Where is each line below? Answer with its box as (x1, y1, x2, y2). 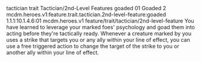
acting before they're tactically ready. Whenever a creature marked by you (6, 30, 192, 37)
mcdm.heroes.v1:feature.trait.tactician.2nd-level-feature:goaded (6, 11, 166, 18)
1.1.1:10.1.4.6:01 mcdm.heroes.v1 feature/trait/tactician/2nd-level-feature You (6, 17, 194, 24)
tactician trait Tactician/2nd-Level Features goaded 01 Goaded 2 (6, 5, 167, 11)
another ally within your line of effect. (6, 49, 100, 56)
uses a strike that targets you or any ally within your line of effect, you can (6, 36, 190, 43)
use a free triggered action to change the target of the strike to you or (6, 43, 179, 49)
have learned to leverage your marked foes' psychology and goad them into (6, 24, 195, 30)
